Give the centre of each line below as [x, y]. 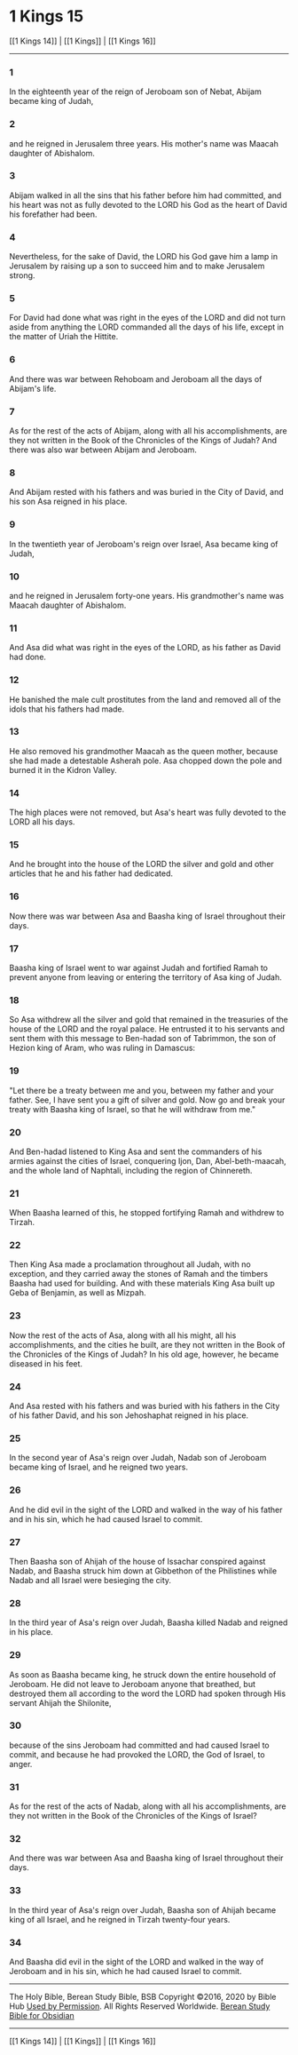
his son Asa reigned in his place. [68, 502]
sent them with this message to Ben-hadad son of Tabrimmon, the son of [143, 1039]
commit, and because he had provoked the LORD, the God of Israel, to [137, 1754]
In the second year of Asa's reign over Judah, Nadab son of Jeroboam [138, 1458]
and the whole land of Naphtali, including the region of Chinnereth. [131, 1170]
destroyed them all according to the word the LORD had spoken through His [148, 1693]
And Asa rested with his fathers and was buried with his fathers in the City [145, 1406]
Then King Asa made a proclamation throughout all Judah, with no [130, 1264]
